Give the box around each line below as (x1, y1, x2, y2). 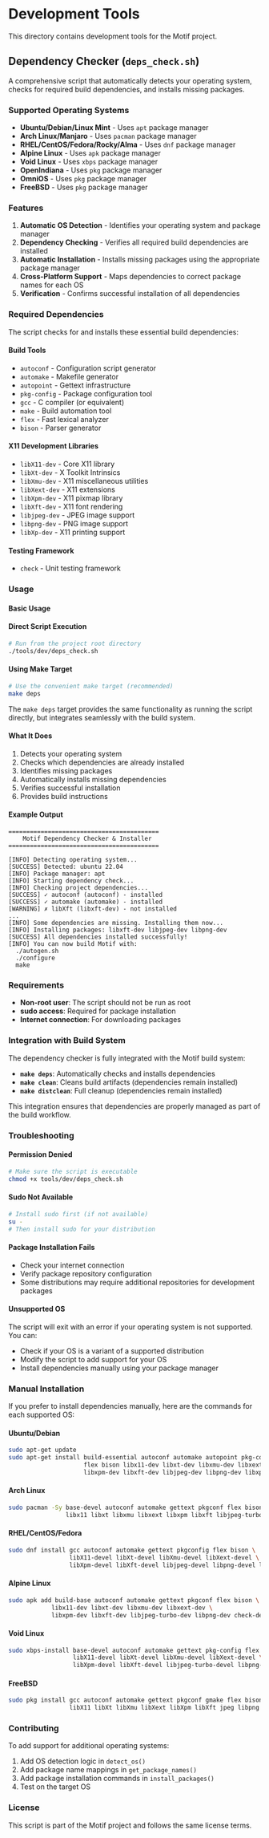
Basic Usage (8, 603, 50, 613)
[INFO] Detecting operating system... (8, 856, 138, 864)
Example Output (8, 809, 64, 819)
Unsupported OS (8, 1304, 66, 1314)
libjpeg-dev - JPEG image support (19, 510, 135, 520)
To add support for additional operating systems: (8, 1741, 170, 1751)
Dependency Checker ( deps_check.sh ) (8, 55, 200, 68)
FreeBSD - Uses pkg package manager (19, 182, 148, 193)
